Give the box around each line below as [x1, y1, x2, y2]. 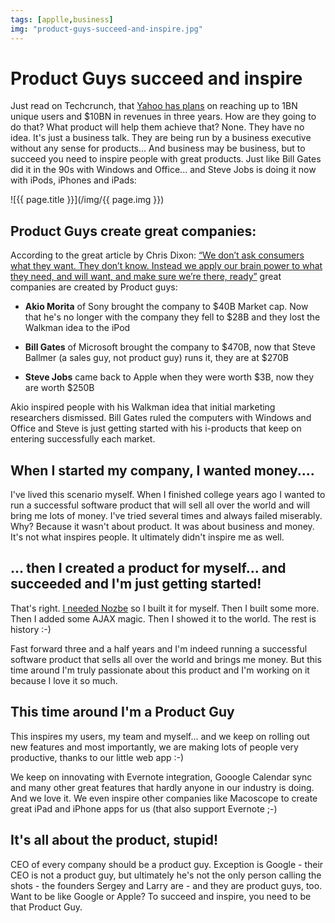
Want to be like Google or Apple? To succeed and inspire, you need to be [10, 890, 312, 902]
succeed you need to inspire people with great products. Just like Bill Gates [10, 153, 322, 165]
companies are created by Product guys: [10, 281, 178, 293]
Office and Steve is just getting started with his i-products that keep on [10, 422, 302, 435]
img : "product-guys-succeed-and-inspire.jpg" [10, 24, 203, 34]
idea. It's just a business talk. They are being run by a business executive [10, 132, 312, 144]
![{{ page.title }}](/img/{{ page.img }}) [10, 194, 165, 206]
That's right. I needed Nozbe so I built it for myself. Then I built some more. [10, 602, 320, 614]
